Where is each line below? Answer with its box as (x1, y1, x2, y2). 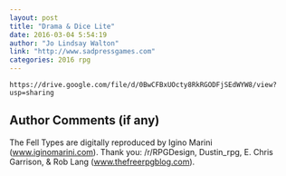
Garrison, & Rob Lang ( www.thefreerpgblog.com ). (9, 156, 195, 167)
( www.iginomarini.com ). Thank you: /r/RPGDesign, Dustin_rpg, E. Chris (9, 146, 273, 157)
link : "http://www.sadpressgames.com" (9, 47, 156, 56)
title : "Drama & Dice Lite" (9, 22, 116, 31)
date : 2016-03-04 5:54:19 (9, 30, 107, 39)
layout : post (9, 13, 59, 23)
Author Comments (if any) (9, 112, 160, 128)
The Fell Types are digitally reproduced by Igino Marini (9, 137, 213, 148)
